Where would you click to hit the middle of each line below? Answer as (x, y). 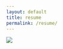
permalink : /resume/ (32, 23)
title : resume (24, 18)
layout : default (26, 12)
